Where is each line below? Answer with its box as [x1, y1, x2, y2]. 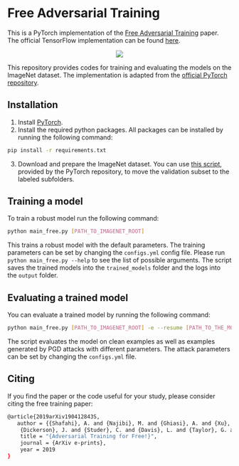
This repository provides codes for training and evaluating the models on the [7, 63, 232, 72]
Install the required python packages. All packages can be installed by [17, 125, 224, 134]
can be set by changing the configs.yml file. [7, 352, 137, 361]
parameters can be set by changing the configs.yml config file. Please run [7, 248, 225, 257]
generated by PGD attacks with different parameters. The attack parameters [7, 345, 230, 353]
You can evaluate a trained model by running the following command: [7, 311, 211, 319]
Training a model [7, 196, 83, 208]
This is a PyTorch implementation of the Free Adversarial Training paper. [7, 28, 219, 37]
